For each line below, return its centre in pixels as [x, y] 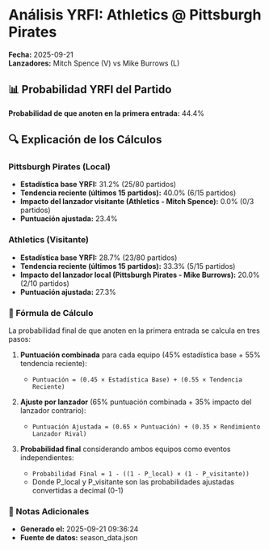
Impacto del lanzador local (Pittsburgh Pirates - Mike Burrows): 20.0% [140, 275]
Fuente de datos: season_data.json [79, 538]
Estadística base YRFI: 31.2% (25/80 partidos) [98, 185]
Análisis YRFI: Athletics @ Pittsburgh [135, 15]
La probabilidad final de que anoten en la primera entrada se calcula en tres [134, 330]
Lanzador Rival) [59, 434]
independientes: [47, 458]
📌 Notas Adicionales [49, 511]
